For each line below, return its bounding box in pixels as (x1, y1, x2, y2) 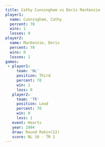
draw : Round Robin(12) (12, 129, 60, 134)
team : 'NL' (16, 69, 39, 74)
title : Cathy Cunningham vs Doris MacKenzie (5, 7, 100, 13)
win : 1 (16, 82, 30, 87)
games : (5, 59, 19, 64)
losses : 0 (10, 31, 30, 36)
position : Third (16, 73, 51, 78)
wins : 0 (10, 50, 26, 55)
